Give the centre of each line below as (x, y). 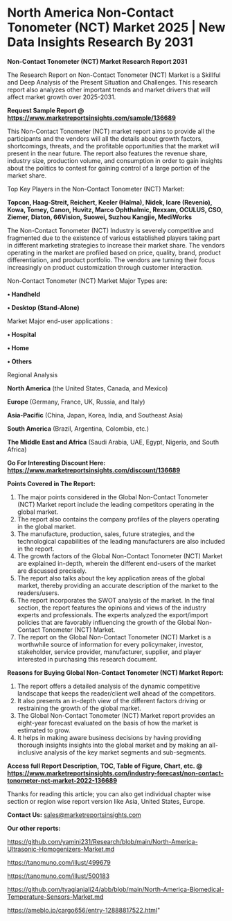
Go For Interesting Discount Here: (56, 463)
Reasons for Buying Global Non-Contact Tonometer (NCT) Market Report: (115, 672)
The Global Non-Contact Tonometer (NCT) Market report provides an (116, 715)
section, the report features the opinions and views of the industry (111, 608)
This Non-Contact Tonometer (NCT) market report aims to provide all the (111, 131)
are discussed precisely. (52, 571)
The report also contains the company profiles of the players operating (118, 519)
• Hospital (22, 334)
